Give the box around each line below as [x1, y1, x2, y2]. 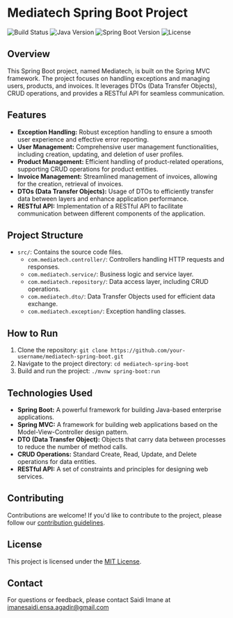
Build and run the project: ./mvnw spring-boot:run [17, 367, 161, 375]
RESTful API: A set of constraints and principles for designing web [17, 465, 209, 473]
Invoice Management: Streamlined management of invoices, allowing [17, 172, 218, 181]
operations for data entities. [17, 458, 97, 465]
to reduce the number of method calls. [17, 443, 128, 451]
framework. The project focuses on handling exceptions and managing [7, 74, 210, 82]
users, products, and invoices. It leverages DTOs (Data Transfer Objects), [7, 82, 217, 90]
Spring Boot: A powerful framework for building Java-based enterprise [17, 406, 222, 414]
